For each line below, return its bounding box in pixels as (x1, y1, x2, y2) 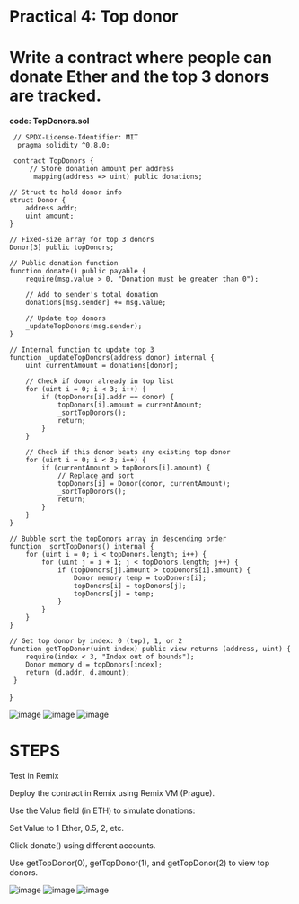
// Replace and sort (57, 471, 135, 480)
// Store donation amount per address (29, 165, 175, 174)
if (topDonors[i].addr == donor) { (41, 393, 175, 402)
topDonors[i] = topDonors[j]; (73, 582, 187, 591)
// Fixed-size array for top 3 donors (9, 236, 154, 245)
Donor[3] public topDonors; (9, 243, 115, 253)
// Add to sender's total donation (25, 291, 159, 300)
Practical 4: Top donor (9, 6, 179, 27)
